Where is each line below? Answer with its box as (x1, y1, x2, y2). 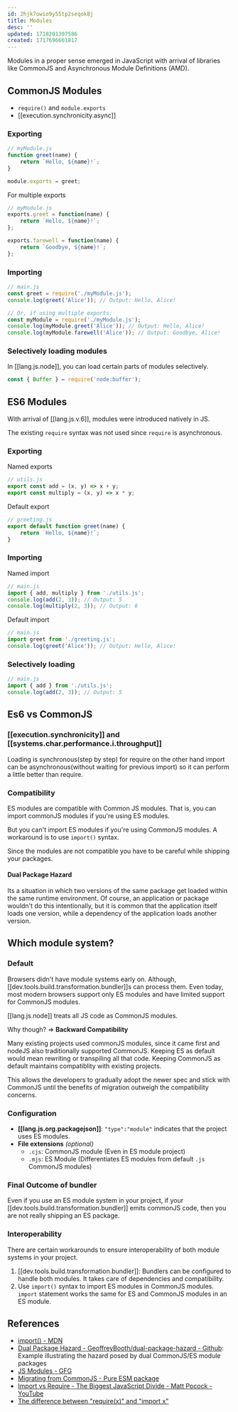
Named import (7, 569, 50, 577)
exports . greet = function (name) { (7, 211, 110, 218)
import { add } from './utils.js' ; (7, 682, 113, 689)
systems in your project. (7, 1253, 78, 1261)
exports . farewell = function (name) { (7, 237, 119, 244)
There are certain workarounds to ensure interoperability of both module (7, 1245, 220, 1254)
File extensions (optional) (17, 1140, 94, 1149)
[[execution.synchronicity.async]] (17, 111, 117, 120)
